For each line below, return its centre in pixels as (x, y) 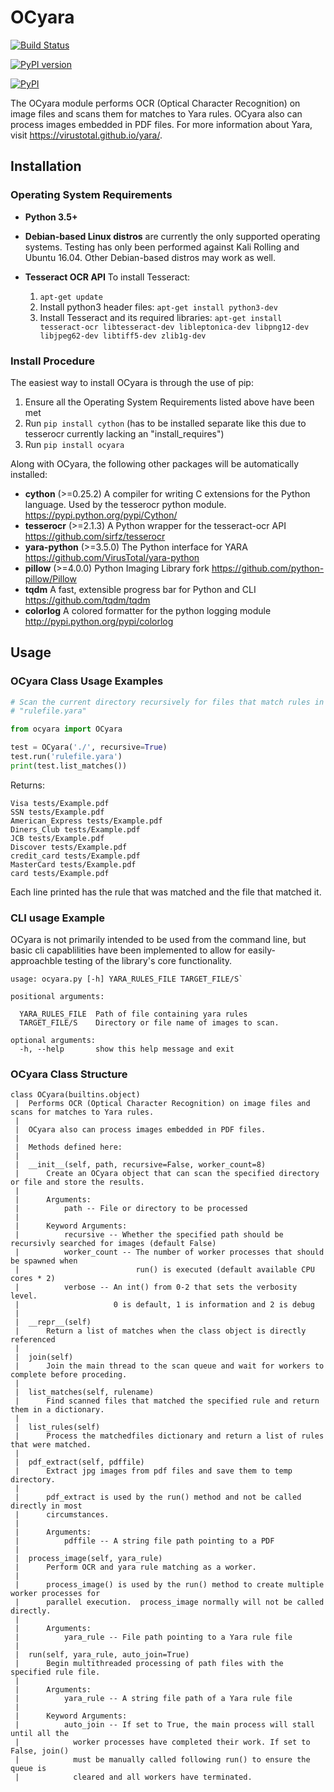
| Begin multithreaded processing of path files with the (149, 1664)
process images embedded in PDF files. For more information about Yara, (161, 124)
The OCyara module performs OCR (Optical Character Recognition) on (155, 103)
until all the (40, 1734)
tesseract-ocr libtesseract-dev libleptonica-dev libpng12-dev (174, 327)
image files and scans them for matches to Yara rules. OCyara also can (156, 113)
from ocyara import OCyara (66, 729)
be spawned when (44, 1261)
